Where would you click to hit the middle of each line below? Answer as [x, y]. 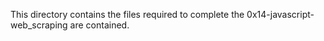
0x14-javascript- [280, 14]
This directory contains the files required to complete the [127, 14]
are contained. [99, 25]
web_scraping [39, 25]
